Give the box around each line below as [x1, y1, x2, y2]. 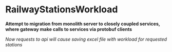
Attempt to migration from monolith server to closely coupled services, [5, 21, 160, 27]
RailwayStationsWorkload [5, 4, 118, 15]
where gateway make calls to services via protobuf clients [5, 26, 132, 32]
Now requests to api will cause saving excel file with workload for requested [5, 36, 167, 42]
